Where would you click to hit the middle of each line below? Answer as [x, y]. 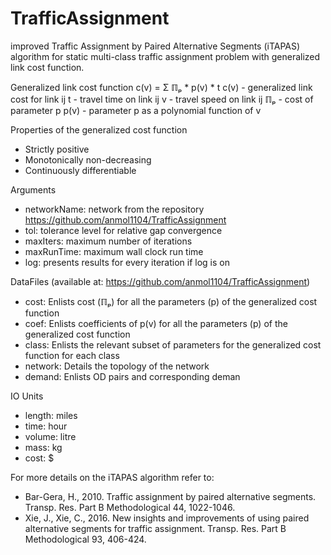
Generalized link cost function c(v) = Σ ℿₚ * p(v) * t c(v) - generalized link [161, 87]
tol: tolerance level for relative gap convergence [123, 230]
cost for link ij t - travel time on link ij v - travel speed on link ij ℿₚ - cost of [162, 99]
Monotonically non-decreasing [88, 159]
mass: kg [43, 447]
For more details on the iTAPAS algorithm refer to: [112, 477]
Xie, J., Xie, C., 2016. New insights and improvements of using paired [167, 518]
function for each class [72, 355]
